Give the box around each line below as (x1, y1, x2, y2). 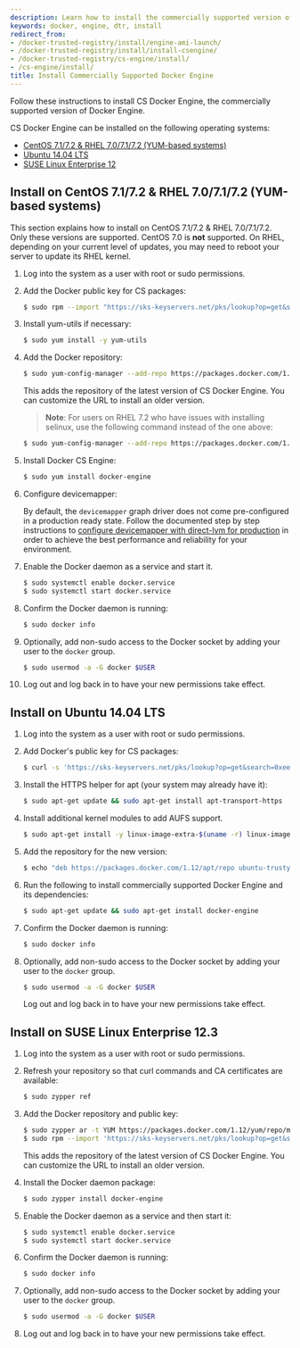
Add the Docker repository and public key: (22, 1109, 179, 1119)
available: (22, 1075, 59, 1086)
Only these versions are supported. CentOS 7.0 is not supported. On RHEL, (10, 231, 285, 242)
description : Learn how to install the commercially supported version (10, 12, 281, 22)
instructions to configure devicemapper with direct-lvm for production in (22, 524, 289, 536)
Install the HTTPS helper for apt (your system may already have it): (22, 779, 268, 790)
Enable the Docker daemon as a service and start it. (22, 561, 214, 571)
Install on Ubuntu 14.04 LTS (10, 704, 166, 720)
